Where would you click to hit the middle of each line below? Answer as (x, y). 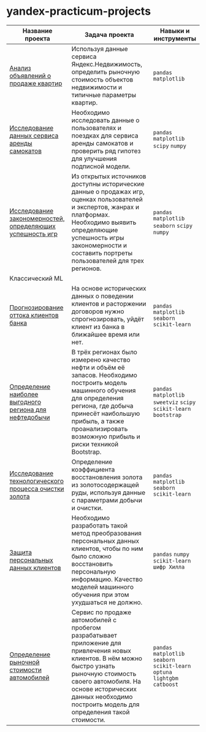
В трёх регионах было (105, 352)
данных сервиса (34, 135)
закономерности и (99, 245)
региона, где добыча (102, 405)
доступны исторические (108, 184)
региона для (28, 410)
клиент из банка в (98, 327)
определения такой (101, 712)
